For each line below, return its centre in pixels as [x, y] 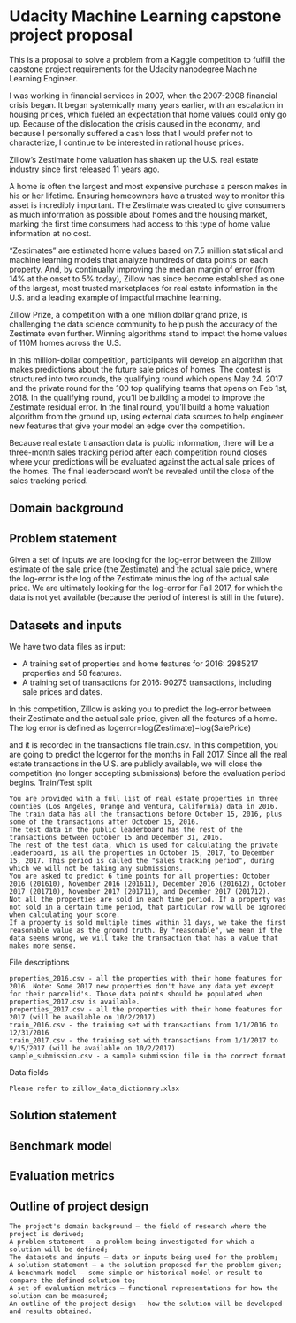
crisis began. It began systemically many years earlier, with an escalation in [146, 104]
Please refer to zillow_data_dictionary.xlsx [94, 1088]
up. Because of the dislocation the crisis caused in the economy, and [135, 123]
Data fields [29, 1072]
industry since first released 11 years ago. [85, 169]
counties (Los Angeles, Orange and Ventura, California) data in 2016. [144, 806]
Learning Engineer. [43, 78]
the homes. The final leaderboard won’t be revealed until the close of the [142, 471]
